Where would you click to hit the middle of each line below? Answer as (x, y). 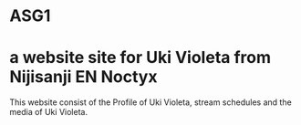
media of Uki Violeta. (49, 112)
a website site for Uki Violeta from (140, 58)
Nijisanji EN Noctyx (83, 77)
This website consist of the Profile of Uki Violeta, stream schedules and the (150, 102)
